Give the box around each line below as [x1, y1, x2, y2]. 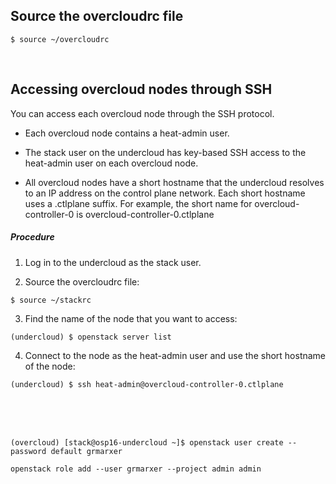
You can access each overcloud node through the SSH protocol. [10, 107, 275, 119]
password [10, 446, 47, 456]
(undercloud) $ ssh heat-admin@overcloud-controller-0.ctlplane [10, 379, 284, 389]
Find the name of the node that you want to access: [24, 312, 238, 324]
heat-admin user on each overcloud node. [24, 157, 199, 169]
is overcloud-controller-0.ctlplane [76, 208, 215, 220]
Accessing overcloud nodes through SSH [10, 81, 273, 98]
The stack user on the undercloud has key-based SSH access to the [24, 146, 307, 158]
